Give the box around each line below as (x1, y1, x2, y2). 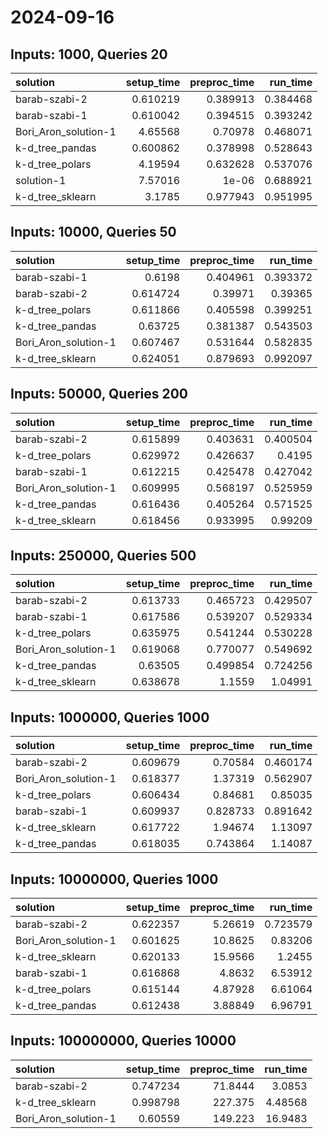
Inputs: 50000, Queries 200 (10, 386, 189, 403)
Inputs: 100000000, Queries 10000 (10, 1032, 237, 1050)
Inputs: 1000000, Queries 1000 (10, 709, 210, 726)
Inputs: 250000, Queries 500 (10, 547, 197, 565)
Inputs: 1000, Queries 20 (10, 46, 168, 63)
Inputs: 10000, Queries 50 (10, 224, 177, 241)
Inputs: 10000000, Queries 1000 (10, 871, 219, 888)
